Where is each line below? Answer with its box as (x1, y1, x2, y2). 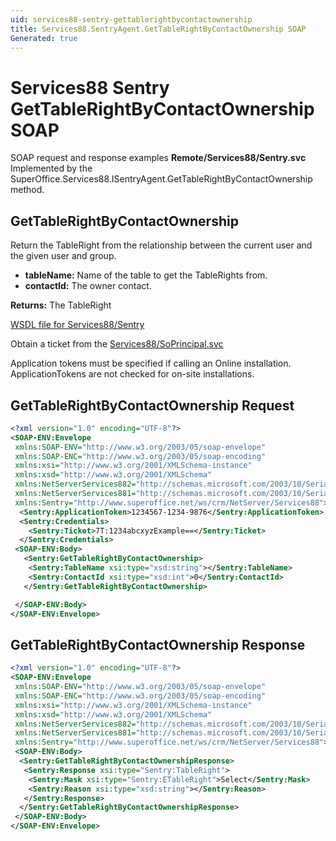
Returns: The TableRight (10, 299, 112, 311)
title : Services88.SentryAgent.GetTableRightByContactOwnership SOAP (10, 24, 307, 34)
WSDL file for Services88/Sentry (10, 319, 145, 331)
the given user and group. (10, 250, 117, 262)
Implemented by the (10, 162, 93, 175)
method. (10, 184, 45, 196)
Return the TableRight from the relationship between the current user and (10, 239, 313, 251)
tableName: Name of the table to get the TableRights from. (24, 269, 268, 281)
